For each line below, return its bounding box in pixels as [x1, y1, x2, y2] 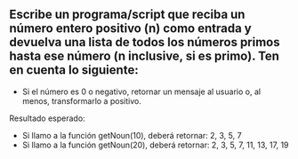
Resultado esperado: [9, 113, 86, 123]
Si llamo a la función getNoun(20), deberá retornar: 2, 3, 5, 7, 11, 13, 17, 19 [21, 139, 289, 150]
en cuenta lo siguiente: [9, 62, 140, 78]
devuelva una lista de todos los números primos [9, 35, 280, 50]
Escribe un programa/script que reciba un [9, 7, 246, 22]
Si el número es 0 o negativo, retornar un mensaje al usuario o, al [21, 86, 261, 97]
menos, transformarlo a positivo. [21, 95, 142, 106]
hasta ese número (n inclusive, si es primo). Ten [9, 49, 280, 64]
